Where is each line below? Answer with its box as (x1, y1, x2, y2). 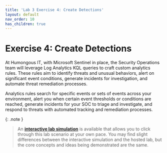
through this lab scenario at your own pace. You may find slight (17, 131, 148, 137)
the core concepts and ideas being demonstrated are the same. (17, 142, 149, 148)
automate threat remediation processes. (5, 81, 87, 87)
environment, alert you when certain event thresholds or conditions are (5, 96, 151, 102)
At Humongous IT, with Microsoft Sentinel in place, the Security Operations (5, 60, 160, 66)
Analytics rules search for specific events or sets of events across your (5, 91, 151, 97)
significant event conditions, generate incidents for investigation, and (5, 76, 147, 82)
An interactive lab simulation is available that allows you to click (17, 126, 151, 132)
